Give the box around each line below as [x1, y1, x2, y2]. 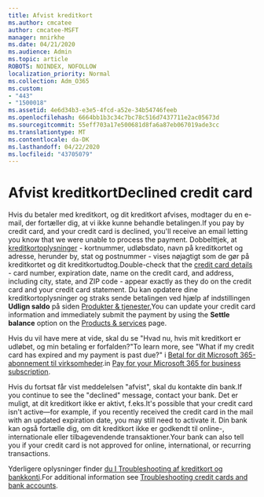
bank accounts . [8, 481, 59, 491]
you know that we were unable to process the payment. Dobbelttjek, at [8, 235, 237, 244]
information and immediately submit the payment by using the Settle [8, 310, 230, 320]
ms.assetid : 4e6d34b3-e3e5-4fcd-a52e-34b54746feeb [8, 107, 178, 115]
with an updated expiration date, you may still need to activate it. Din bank [8, 415, 247, 425]
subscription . [8, 367, 51, 377]
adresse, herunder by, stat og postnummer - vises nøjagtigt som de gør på [8, 252, 250, 261]
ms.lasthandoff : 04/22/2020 [8, 143, 101, 151]
